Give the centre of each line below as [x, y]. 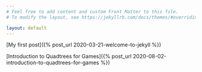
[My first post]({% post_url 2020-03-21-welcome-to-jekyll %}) [84, 45]
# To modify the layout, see [43, 17]
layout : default [26, 28]
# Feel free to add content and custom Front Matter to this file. [93, 12]
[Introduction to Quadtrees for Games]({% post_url [69, 57]
